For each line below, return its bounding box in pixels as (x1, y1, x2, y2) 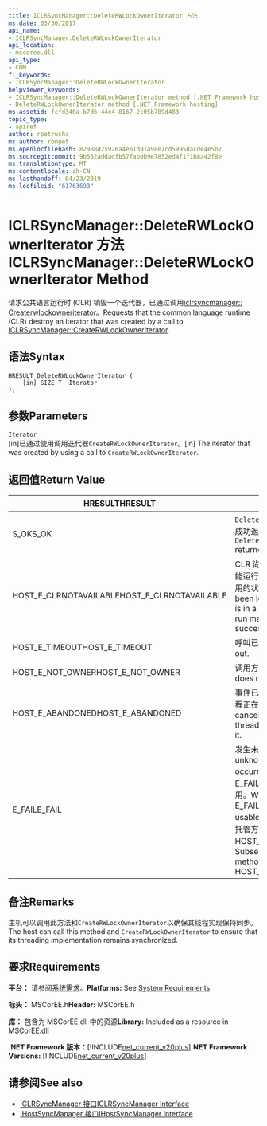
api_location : (8, 41, 56, 49)
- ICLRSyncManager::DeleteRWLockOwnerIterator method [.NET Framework (8, 93, 247, 101)
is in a (234, 603, 257, 614)
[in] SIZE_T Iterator (22, 379, 98, 386)
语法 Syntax (8, 350, 65, 363)
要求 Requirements (8, 960, 101, 974)
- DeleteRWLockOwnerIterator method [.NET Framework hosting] (8, 100, 219, 108)
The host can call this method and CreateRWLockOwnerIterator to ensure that (8, 926, 258, 936)
